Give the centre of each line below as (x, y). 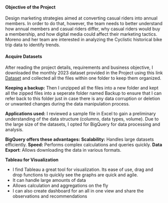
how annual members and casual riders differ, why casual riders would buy (83, 29)
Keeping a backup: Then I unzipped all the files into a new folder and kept (82, 88)
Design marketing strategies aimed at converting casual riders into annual (81, 18)
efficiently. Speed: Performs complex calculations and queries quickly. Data (84, 145)
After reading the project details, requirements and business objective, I (79, 67)
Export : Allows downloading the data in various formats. (63, 150)
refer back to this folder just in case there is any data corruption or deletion (83, 98)
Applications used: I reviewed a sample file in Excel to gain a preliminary (81, 114)
